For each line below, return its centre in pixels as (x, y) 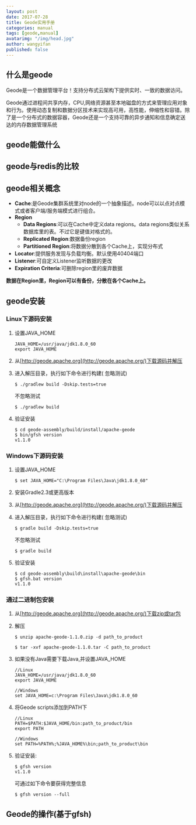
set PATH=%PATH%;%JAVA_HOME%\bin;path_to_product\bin (81, 744)
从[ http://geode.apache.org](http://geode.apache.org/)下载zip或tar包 (97, 613)
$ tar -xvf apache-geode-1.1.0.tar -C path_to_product (83, 647)
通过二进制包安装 (30, 600)
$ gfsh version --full (42, 795)
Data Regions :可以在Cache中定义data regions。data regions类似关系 (106, 224)
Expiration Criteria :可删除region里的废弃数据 (69, 268)
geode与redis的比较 (43, 167)
